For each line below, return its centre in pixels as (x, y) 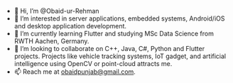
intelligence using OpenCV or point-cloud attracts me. (93, 63)
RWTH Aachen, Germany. (52, 41)
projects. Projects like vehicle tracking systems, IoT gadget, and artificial (120, 56)
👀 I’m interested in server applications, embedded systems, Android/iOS (119, 18)
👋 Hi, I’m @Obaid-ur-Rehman (56, 11)
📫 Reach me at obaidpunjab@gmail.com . (75, 72)
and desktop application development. (70, 26)
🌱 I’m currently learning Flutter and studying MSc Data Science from (114, 33)
